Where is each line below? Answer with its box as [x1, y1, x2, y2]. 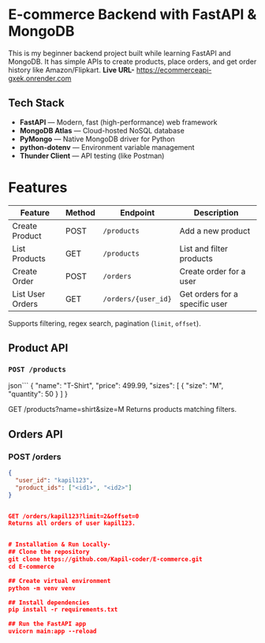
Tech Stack [8, 96, 65, 110]
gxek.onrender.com [8, 73, 72, 83]
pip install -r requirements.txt [8, 606, 118, 614]
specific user [179, 298, 228, 309]
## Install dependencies [8, 598, 90, 607]
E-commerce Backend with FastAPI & [8, 6, 257, 24]
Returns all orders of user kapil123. [8, 519, 136, 528]
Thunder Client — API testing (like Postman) [19, 151, 165, 160]
